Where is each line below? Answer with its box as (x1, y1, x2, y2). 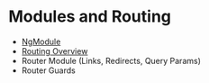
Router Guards (21, 65, 76, 76)
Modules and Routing (8, 6, 172, 27)
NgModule (21, 36, 61, 47)
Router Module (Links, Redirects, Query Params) (21, 55, 202, 66)
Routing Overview (21, 45, 88, 56)
